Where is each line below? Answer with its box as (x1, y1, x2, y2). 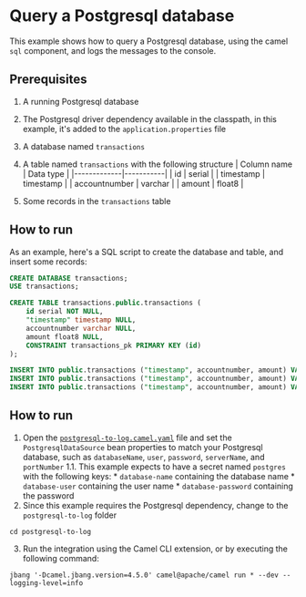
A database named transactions (22, 140, 146, 151)
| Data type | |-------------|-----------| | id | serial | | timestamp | (22, 168, 266, 179)
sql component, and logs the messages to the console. (9, 45, 217, 56)
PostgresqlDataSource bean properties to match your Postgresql (22, 441, 263, 452)
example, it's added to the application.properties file (22, 123, 226, 134)
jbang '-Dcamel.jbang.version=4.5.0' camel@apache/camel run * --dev (9, 571, 280, 580)
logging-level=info (9, 578, 84, 588)
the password (22, 489, 75, 501)
